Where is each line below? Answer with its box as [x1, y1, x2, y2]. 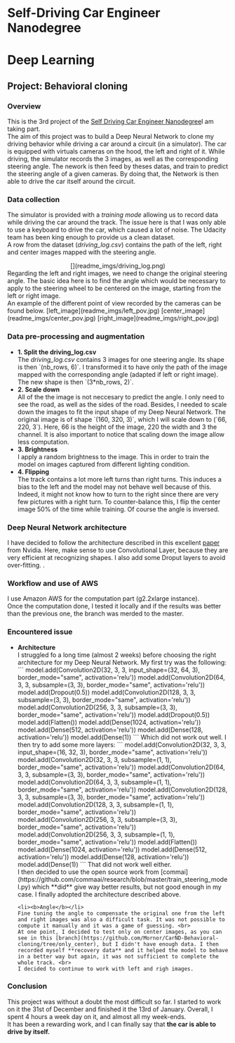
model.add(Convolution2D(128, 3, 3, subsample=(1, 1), [17, 800, 174, 808]
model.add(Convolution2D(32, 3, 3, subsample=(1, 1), [17, 755, 172, 763]
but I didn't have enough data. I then [102, 940, 219, 948]
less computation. [17, 437, 69, 446]
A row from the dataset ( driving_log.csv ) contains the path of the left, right [7, 241, 222, 249]
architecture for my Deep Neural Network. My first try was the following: [17, 658, 227, 666]
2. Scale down [17, 385, 60, 394]
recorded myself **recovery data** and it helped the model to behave [17, 947, 229, 954]
